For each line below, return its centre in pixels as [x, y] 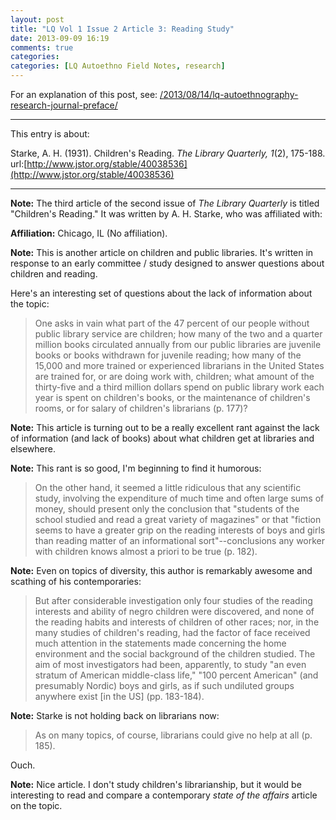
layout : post [37, 19]
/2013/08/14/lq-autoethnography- [229, 94]
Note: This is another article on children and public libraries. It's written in [162, 252]
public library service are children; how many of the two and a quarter [178, 334]
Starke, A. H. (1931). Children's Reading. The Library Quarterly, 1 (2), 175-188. [168, 153]
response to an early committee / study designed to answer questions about [167, 263]
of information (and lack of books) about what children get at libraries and [162, 438]
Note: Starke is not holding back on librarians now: [115, 715]
